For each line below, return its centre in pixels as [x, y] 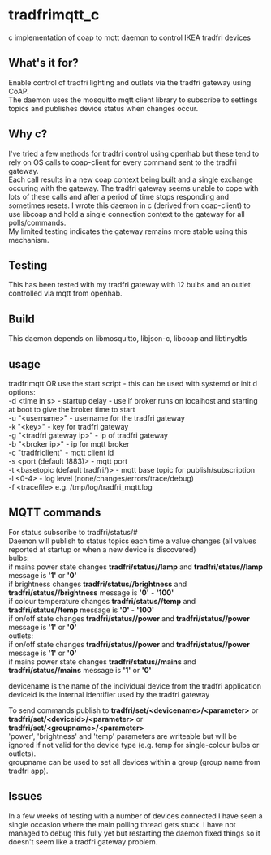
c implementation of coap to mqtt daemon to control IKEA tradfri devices [130, 37]
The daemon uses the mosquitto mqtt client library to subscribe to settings [133, 100]
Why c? [28, 134]
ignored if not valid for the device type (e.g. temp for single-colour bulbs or [134, 745]
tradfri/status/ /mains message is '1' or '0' [80, 670]
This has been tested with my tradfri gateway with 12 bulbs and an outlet [130, 285]
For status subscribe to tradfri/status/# [73, 532]
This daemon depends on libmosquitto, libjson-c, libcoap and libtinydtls [128, 339]
